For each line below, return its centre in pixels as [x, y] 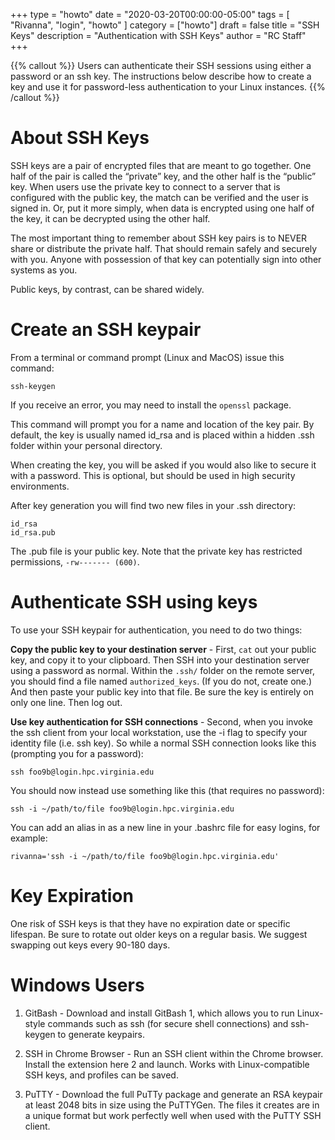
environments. [40, 486]
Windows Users [77, 985]
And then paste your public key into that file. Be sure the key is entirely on [162, 691]
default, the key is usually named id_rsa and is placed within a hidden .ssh [162, 435]
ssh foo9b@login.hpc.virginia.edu [82, 772]
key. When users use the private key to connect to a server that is [145, 186]
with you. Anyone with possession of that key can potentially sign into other [166, 259]
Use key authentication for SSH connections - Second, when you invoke [161, 721]
